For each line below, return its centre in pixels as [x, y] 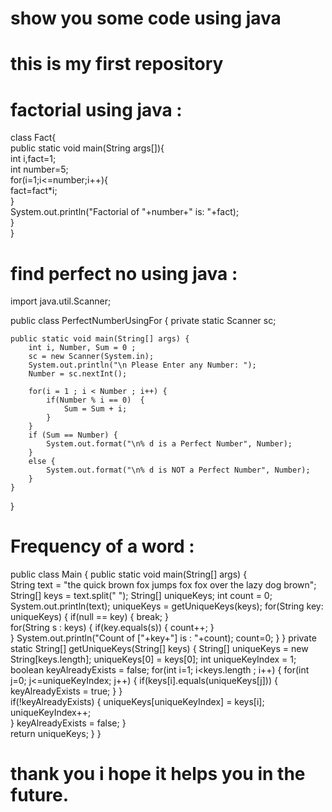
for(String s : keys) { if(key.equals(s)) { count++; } [112, 628]
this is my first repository [117, 64]
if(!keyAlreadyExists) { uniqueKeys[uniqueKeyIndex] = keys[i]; [137, 702]
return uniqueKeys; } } [56, 734]
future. [40, 795]
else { [42, 462]
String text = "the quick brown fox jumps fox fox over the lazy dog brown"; [163, 585]
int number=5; [39, 169]
